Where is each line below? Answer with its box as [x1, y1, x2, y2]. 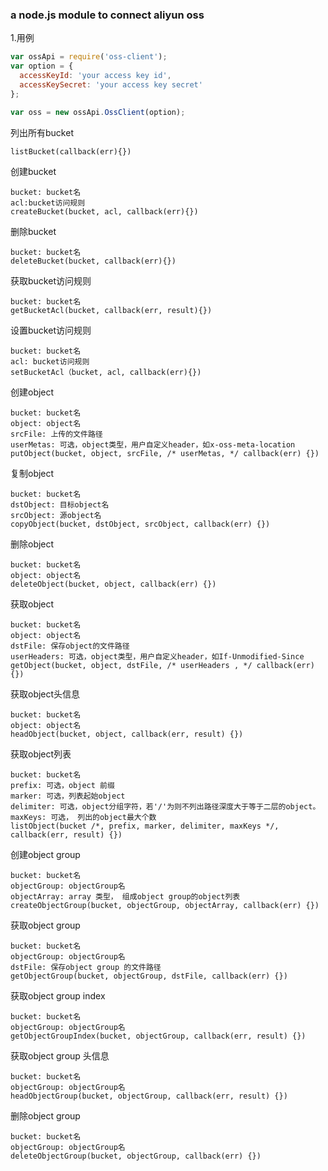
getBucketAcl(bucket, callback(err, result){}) [10, 305, 213, 315]
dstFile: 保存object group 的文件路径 [10, 962, 162, 972]
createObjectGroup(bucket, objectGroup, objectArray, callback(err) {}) [10, 900, 320, 910]
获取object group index [10, 989, 106, 1002]
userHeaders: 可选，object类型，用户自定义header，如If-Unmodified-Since [10, 651, 305, 662]
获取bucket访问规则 [10, 274, 92, 287]
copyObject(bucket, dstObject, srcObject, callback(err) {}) [10, 519, 271, 529]
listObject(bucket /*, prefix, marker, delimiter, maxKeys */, [10, 821, 280, 831]
